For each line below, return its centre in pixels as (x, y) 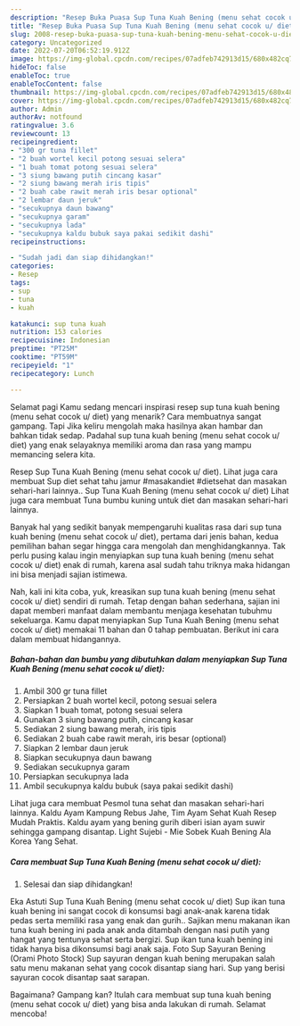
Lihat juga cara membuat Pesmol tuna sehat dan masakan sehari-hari (138, 804)
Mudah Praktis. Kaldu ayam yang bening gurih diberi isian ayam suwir (138, 822)
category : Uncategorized (56, 42)
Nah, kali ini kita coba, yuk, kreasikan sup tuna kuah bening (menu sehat (143, 591)
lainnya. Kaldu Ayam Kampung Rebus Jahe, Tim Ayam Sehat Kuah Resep (143, 813)
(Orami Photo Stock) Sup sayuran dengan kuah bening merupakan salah (142, 959)
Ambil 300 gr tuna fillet (65, 691)
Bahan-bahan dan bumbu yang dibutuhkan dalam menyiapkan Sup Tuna (149, 659)
